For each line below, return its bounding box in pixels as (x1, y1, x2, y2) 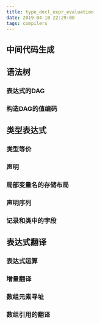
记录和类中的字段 (6, 217, 57, 225)
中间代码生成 (6, 44, 55, 55)
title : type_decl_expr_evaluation (6, 9, 95, 15)
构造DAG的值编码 (6, 105, 58, 113)
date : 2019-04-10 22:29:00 (6, 15, 75, 21)
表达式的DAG (6, 86, 45, 95)
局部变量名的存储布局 (6, 181, 69, 189)
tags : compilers (6, 20, 48, 26)
